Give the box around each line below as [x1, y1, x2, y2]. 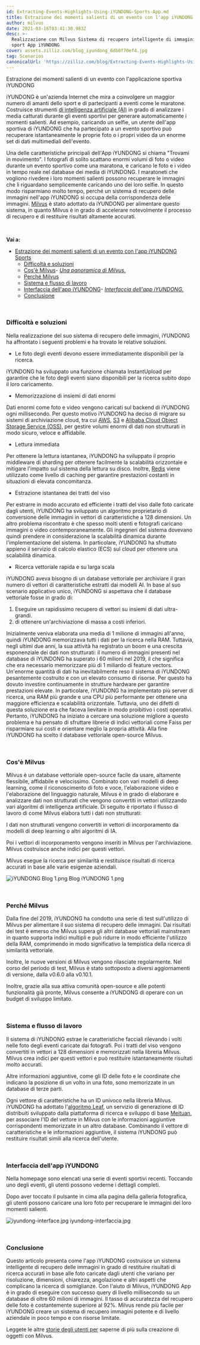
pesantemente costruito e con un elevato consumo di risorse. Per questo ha [6, 674, 192, 681]
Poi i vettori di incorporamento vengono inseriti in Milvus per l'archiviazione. [6, 839, 193, 846]
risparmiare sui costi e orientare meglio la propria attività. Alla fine [6, 725, 168, 732]
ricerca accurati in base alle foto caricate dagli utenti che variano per [6, 1270, 175, 1277]
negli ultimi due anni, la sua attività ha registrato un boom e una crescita [6, 642, 183, 649]
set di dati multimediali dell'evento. [6, 137, 91, 145]
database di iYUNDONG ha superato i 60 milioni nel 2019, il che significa [6, 655, 183, 662]
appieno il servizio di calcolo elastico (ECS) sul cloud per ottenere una [6, 545, 178, 552]
